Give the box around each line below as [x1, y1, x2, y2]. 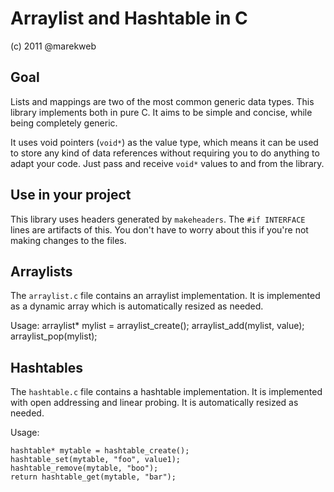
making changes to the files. [10, 234, 127, 246]
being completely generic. [10, 117, 118, 129]
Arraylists [10, 263, 73, 280]
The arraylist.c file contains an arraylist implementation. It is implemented [10, 290, 321, 302]
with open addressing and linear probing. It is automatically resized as [10, 397, 299, 409]
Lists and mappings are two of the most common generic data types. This [10, 95, 315, 107]
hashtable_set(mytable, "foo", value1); [10, 455, 182, 465]
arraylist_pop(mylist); [10, 330, 98, 342]
